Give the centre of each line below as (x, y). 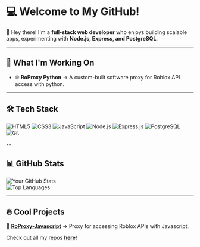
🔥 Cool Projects (35, 212)
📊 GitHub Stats (35, 164)
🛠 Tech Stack (32, 109)
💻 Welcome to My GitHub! (73, 12)
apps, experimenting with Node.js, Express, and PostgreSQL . (82, 38)
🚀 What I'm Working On (50, 63)
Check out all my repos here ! (42, 238)
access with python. (40, 84)
